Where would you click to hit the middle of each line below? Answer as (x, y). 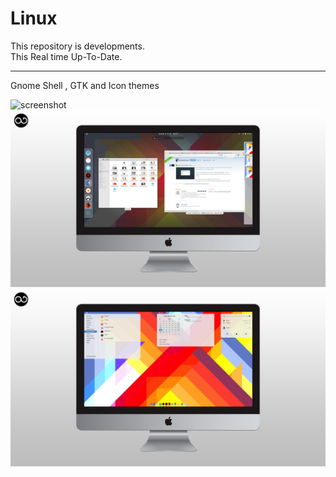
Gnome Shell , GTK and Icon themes (85, 85)
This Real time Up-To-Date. (66, 56)
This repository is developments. (77, 46)
